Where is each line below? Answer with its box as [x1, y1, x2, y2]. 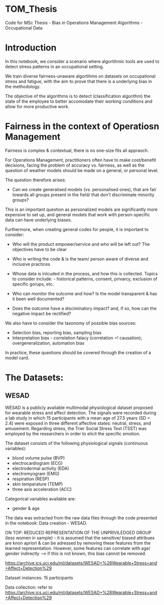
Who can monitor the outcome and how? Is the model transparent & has [12, 290, 158, 296]
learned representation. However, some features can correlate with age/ [5, 545, 151, 551]
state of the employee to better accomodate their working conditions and [5, 98, 153, 104]
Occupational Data [5, 25, 43, 30]
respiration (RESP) [12, 476, 49, 482]
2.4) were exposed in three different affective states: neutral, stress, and [5, 420, 151, 426]
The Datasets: [5, 372, 64, 383]
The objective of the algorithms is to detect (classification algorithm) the [5, 93, 151, 99]
